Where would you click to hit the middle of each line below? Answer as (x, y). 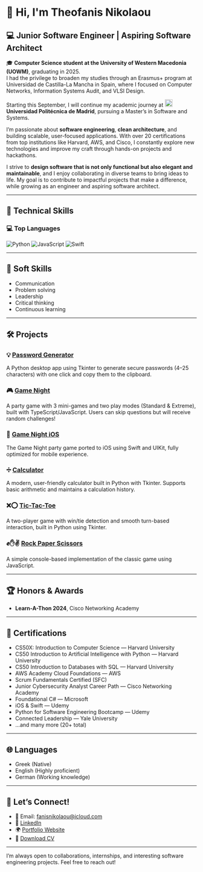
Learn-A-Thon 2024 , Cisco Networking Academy (77, 609)
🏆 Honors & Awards (45, 591)
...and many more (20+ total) (50, 725)
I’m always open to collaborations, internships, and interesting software (95, 856)
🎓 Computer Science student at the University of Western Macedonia (96, 63)
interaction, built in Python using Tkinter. (56, 527)
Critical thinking (34, 303)
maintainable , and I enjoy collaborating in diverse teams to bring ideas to (97, 173)
